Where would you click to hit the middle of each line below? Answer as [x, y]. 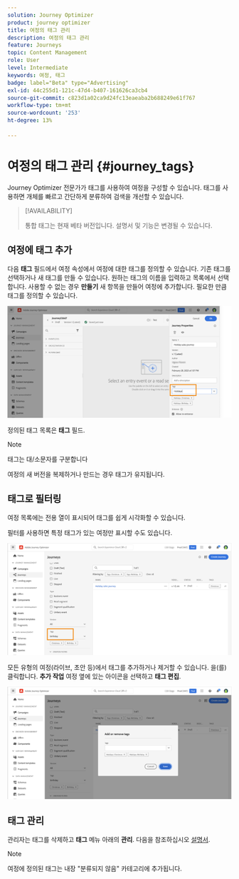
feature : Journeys [34, 45]
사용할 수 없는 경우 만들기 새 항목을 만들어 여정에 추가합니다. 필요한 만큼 [128, 286]
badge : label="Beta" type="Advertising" [68, 83]
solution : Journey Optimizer [51, 15]
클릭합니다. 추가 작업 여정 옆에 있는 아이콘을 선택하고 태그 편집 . [94, 676]
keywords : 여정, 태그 [36, 75]
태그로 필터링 [34, 499]
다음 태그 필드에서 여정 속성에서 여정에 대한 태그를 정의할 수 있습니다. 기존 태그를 [119, 268]
